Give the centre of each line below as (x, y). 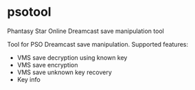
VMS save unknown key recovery (64, 72)
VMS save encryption (47, 65)
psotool (29, 12)
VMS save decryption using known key (72, 57)
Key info (29, 79)
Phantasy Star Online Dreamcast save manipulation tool (86, 31)
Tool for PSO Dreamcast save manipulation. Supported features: (98, 44)
